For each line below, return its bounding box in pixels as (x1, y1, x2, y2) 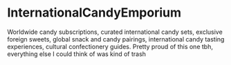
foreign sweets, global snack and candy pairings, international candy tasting (7, 35, 225, 43)
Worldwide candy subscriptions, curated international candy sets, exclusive (7, 28, 223, 36)
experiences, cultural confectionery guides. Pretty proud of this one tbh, (7, 42, 213, 50)
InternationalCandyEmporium (7, 5, 182, 21)
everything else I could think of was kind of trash (7, 50, 147, 58)
